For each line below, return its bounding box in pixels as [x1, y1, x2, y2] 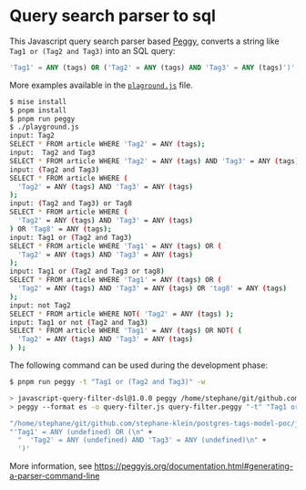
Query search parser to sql [9, 5, 217, 26]
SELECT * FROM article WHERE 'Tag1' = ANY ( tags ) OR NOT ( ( [9, 326, 243, 336]
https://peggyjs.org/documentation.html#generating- [94, 461, 294, 472]
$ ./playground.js [9, 122, 79, 132]
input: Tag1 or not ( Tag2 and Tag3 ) [9, 318, 148, 327]
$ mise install [9, 97, 67, 106]
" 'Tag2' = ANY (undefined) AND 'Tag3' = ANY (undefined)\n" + [17, 435, 267, 445]
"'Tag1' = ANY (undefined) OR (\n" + [9, 427, 153, 436]
